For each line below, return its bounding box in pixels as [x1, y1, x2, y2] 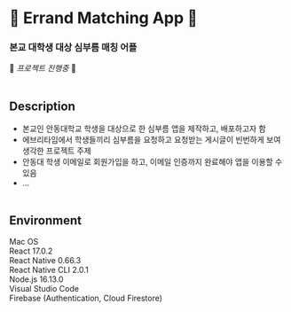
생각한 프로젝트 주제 [21, 145, 91, 156]
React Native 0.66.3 [9, 255, 82, 266]
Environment [9, 213, 83, 228]
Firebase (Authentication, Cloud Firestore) [9, 292, 162, 304]
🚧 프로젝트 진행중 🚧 [9, 63, 77, 74]
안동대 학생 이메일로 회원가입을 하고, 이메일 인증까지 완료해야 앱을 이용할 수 [21, 157, 283, 168]
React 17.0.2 [9, 246, 53, 256]
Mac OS [9, 237, 39, 247]
